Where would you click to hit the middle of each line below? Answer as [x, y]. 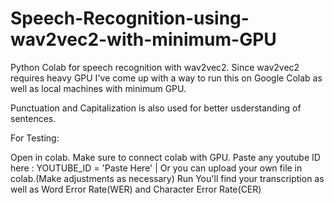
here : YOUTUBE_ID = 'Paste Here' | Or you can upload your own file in [156, 168]
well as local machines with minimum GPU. [98, 88]
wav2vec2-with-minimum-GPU [143, 39]
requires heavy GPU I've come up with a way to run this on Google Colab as [166, 78]
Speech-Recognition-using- [130, 18]
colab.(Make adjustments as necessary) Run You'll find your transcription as [167, 178]
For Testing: [35, 138]
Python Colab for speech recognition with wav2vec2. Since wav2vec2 [155, 67]
